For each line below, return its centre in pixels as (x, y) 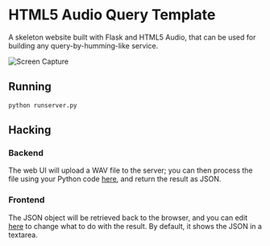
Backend (26, 153)
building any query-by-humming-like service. (83, 45)
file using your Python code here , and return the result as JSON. (115, 179)
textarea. (23, 235)
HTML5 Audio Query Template (112, 15)
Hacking (30, 130)
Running (30, 87)
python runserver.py (43, 105)
